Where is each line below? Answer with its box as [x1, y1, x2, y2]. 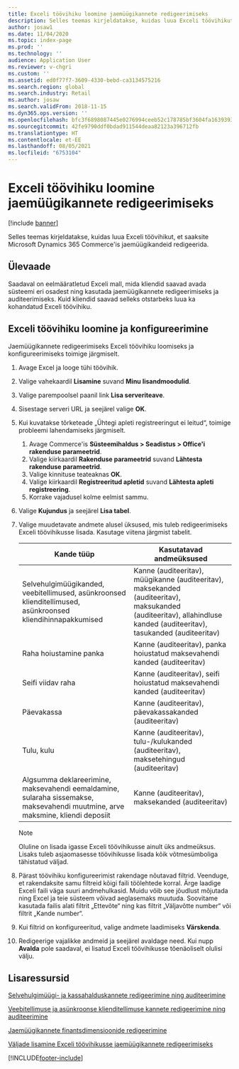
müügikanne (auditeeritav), [133, 574, 224, 584]
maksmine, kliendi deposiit [21, 810, 111, 820]
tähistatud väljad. [18, 857, 70, 865]
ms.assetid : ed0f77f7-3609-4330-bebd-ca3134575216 [8, 76, 161, 84]
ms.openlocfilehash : [8, 116, 70, 123]
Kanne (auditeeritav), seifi [133, 668, 220, 678]
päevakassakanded [133, 707, 199, 717]
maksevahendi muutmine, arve [21, 801, 125, 811]
